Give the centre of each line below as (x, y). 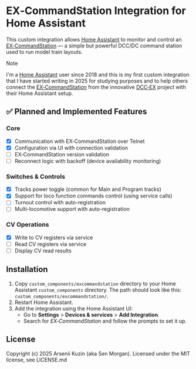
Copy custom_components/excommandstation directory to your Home (95, 283)
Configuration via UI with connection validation (71, 148)
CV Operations (28, 225)
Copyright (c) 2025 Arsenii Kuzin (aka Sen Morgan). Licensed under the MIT (98, 353)
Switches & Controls (36, 176)
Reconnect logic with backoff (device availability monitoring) (88, 161)
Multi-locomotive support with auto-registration (72, 209)
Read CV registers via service (50, 244)
